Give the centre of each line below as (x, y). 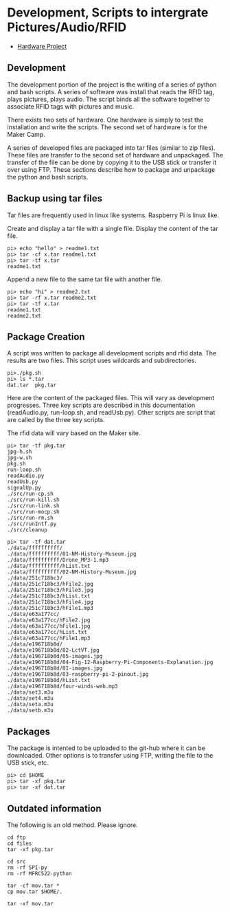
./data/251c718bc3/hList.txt (49, 596)
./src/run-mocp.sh (33, 512)
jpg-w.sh (20, 458)
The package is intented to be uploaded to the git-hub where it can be (106, 748)
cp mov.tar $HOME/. (35, 892)
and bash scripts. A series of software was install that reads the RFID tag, (111, 91)
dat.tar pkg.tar (32, 385)
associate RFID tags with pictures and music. (71, 106)
